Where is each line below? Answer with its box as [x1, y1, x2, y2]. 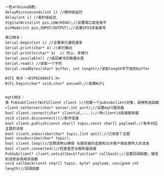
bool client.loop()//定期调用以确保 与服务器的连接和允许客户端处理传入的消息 [5, 141, 150, 146]
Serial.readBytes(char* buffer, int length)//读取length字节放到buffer [5, 66, 150, 71]
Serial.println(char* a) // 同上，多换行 [5, 51, 89, 56]
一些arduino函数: [5, 4, 38, 9]
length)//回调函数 [5, 166, 40, 171]
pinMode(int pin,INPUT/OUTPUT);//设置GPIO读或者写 [5, 26, 106, 30]
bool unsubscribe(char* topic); [5, 136, 71, 141]
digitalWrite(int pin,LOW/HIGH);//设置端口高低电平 [5, 20, 107, 25]
